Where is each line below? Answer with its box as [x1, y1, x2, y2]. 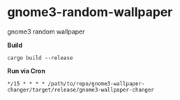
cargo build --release [7, 54, 73, 62]
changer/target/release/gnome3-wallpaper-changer [7, 86, 155, 93]
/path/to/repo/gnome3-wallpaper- [47, 80, 145, 87]
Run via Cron [7, 66, 45, 75]
